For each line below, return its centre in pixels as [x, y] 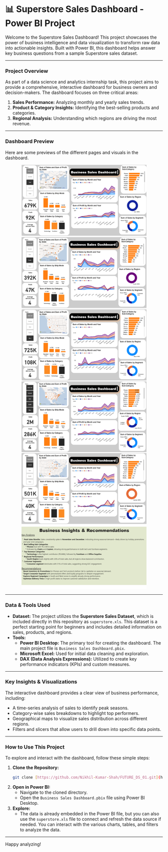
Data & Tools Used [28, 605]
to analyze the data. [40, 830]
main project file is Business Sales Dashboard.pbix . [72, 648]
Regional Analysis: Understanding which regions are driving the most [84, 119]
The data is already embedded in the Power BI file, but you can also [89, 814]
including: [15, 698]
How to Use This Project [35, 747]
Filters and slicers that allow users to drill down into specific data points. [87, 729]
